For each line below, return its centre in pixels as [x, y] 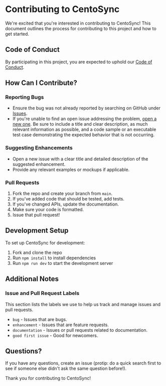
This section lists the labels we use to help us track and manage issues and [83, 304]
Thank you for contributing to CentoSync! [48, 378]
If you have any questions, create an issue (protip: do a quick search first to [83, 363]
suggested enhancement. [39, 164]
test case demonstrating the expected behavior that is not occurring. [84, 135]
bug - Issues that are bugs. [40, 319]
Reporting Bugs [25, 98]
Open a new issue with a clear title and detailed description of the [80, 159]
